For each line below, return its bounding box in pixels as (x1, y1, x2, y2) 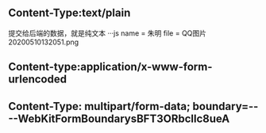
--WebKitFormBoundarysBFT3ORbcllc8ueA (8, 112, 230, 125)
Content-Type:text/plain (8, 6, 131, 20)
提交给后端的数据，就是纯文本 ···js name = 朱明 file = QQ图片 (8, 28, 207, 38)
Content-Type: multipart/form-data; (8, 99, 191, 113)
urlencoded (8, 73, 67, 86)
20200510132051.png (8, 37, 79, 47)
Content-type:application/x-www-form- (8, 60, 213, 74)
